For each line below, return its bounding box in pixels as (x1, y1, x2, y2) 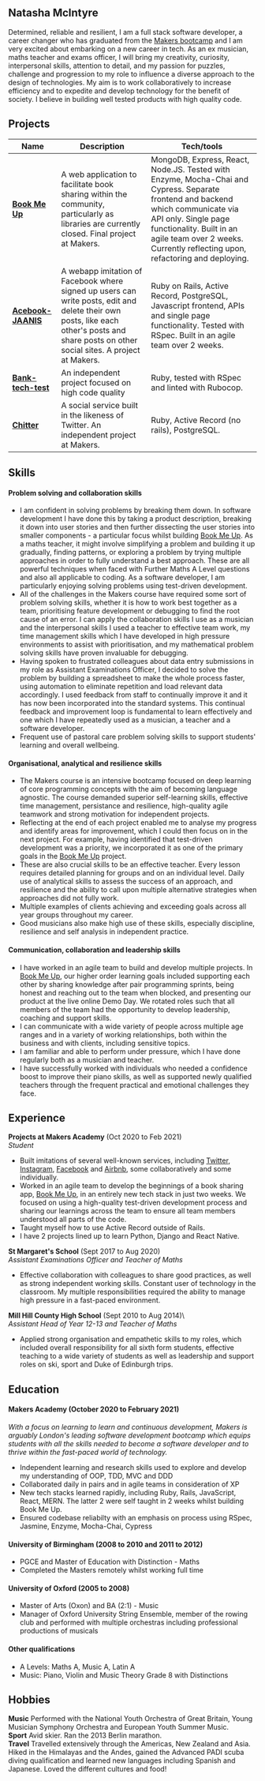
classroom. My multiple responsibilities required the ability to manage (19, 1287, 246, 1297)
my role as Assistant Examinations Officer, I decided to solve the (19, 665, 229, 674)
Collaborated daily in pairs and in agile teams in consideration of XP (19, 1479, 240, 1489)
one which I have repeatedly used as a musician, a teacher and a (19, 715, 231, 725)
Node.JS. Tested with (151, 163, 230, 174)
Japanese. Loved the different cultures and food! (8, 1764, 167, 1774)
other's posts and (61, 324, 126, 336)
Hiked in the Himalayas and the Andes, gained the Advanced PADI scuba (8, 1748, 244, 1757)
